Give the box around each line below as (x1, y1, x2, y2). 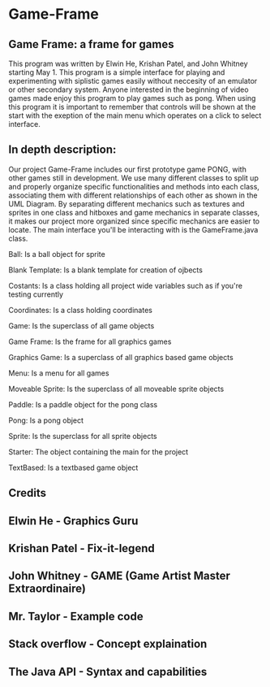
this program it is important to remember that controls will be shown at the (8, 102, 256, 111)
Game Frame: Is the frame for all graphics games (8, 337, 172, 346)
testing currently (8, 289, 63, 299)
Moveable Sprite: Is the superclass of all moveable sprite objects (8, 384, 225, 394)
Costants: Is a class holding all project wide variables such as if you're (8, 280, 243, 290)
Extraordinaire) (8, 582, 87, 596)
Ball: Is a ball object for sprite (8, 249, 105, 259)
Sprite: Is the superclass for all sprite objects (8, 431, 157, 441)
